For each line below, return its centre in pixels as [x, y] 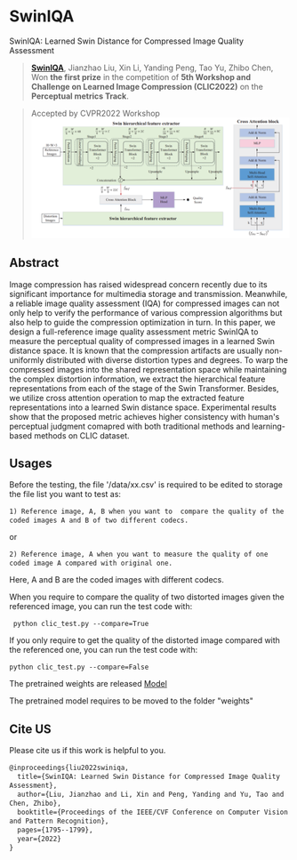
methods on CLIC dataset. [82, 435]
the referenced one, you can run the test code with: [104, 650]
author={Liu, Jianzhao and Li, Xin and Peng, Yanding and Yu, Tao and [151, 795]
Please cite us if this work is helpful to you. [88, 751]
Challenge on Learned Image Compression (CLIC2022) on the [147, 86]
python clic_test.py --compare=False [79, 667]
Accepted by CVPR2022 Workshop [95, 113]
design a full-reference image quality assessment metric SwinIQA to [134, 332]
